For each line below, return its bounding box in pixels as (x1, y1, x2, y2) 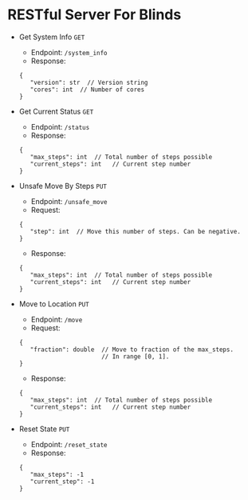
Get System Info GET (18, 32, 85, 42)
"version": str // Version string (30, 78, 148, 86)
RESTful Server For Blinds (7, 6, 182, 24)
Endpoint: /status (30, 122, 90, 131)
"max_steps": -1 (30, 470, 85, 478)
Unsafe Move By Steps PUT (18, 181, 108, 190)
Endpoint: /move (30, 314, 83, 324)
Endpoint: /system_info (30, 47, 108, 57)
